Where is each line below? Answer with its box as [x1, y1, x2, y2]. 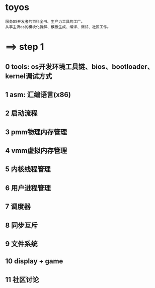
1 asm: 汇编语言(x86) [5, 90, 71, 99]
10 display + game [5, 257, 63, 265]
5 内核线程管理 [5, 165, 51, 173]
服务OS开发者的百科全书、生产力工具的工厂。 [5, 19, 85, 24]
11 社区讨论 [5, 275, 39, 284]
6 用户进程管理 [5, 183, 51, 192]
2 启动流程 [5, 109, 38, 118]
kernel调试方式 [5, 72, 52, 80]
